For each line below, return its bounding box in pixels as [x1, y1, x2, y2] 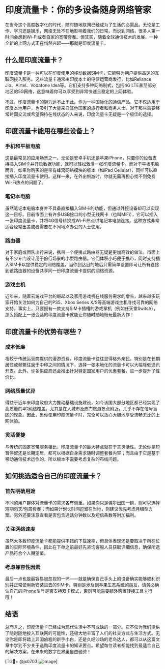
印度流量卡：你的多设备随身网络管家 [5, 4, 152, 16]
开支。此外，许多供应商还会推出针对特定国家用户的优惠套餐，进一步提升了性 [5, 368, 160, 374]
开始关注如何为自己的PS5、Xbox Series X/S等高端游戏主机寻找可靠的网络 [9, 300, 158, 305]
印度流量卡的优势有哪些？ [5, 328, 82, 336]
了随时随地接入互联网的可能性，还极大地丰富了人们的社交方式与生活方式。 [5, 630, 156, 636]
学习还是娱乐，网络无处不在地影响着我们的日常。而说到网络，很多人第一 [13, 28, 160, 33]
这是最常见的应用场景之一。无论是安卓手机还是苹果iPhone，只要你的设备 [5, 155, 153, 161]
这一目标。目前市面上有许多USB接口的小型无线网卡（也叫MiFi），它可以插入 [5, 211, 158, 217]
